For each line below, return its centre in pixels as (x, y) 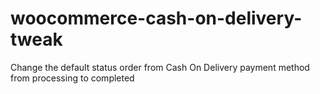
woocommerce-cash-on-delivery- (156, 18)
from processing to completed (72, 78)
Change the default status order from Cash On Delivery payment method (160, 67)
